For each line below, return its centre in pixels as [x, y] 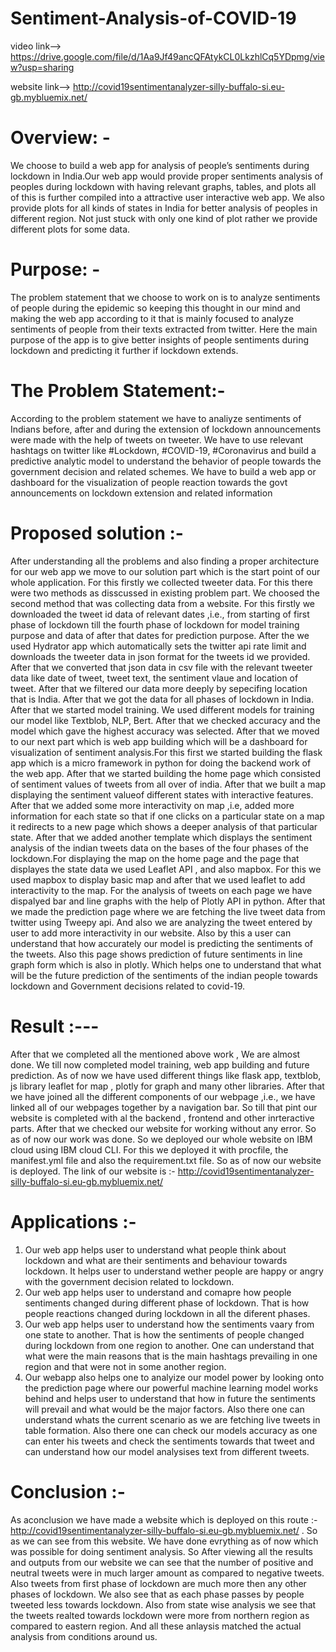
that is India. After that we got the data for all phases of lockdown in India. [162, 699]
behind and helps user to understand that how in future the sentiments [170, 1398]
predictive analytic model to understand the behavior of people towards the [166, 461]
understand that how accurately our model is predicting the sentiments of [162, 943]
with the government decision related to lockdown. [129, 1281]
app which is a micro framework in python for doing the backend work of [161, 763]
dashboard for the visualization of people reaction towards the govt [149, 482]
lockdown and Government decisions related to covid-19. [128, 986]
